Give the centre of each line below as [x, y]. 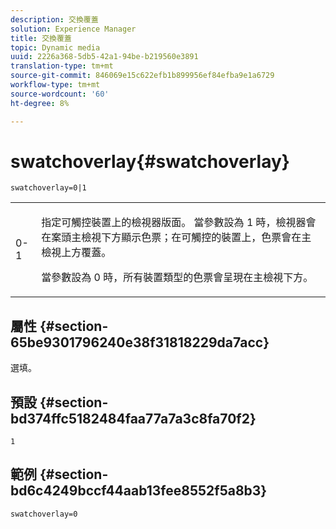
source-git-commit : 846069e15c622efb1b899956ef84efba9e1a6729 [142, 76]
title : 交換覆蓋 [41, 38]
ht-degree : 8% [40, 103]
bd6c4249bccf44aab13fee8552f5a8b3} [139, 491]
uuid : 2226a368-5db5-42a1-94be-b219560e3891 [104, 57]
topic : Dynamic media [55, 47]
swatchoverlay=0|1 [48, 188]
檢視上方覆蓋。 [76, 253]
